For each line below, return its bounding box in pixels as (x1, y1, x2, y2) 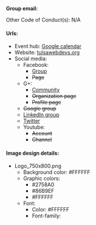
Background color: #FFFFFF (23, 169, 90, 176)
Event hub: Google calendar (14, 43, 81, 50)
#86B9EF (31, 187, 55, 195)
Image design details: (6, 149, 59, 156)
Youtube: (23, 124, 45, 131)
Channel (31, 136, 52, 143)
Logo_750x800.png (14, 162, 62, 169)
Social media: (14, 55, 48, 62)
